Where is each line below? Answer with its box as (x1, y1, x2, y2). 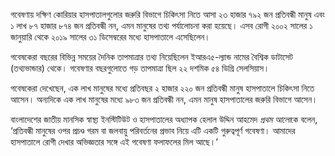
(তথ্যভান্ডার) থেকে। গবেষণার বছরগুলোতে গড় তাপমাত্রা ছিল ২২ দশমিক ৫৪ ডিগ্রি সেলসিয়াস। (10, 62, 270, 74)
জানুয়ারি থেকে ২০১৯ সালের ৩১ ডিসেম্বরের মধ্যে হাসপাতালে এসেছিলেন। (10, 31, 211, 43)
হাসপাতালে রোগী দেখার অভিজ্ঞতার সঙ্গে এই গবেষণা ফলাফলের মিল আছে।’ (10, 136, 218, 148)
